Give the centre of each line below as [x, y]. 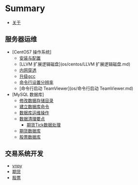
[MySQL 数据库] [28, 94]
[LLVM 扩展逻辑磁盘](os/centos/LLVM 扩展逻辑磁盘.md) [75, 64]
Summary [25, 8]
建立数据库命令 [34, 106]
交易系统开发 [24, 154]
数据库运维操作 [34, 113]
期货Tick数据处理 [44, 125]
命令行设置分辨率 [36, 82]
